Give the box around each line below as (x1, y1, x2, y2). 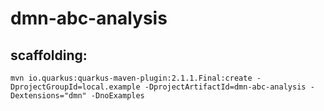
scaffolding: (10, 47, 88, 64)
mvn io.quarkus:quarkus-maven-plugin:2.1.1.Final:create (10, 73, 253, 83)
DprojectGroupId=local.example (10, 82, 141, 92)
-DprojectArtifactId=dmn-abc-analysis (144, 82, 307, 92)
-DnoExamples (90, 91, 145, 101)
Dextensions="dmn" (10, 91, 87, 101)
